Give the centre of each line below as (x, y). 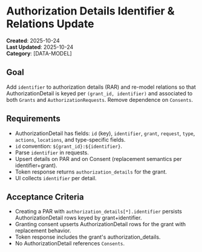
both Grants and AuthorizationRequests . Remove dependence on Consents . (100, 99)
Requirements (33, 119)
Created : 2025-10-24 (33, 40)
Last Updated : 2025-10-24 (40, 47)
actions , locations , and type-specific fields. (70, 139)
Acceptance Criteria (45, 197)
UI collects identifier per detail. (56, 178)
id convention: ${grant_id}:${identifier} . (69, 146)
